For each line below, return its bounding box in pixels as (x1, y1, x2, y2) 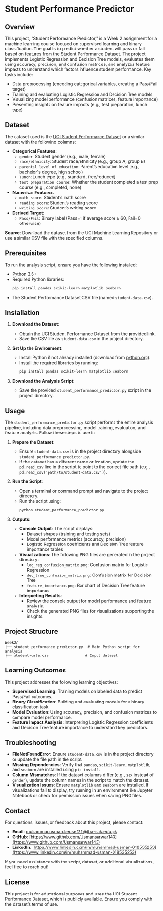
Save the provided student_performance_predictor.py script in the (19, 387, 152, 393)
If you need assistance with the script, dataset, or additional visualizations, (5, 859, 154, 865)
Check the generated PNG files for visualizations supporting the (26, 608, 154, 614)
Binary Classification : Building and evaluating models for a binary (12, 699, 145, 704)
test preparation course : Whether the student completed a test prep (19, 179, 158, 185)
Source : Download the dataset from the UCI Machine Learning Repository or (5, 229, 158, 236)
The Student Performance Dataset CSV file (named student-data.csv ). (12, 294, 153, 300)
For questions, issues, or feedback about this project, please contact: (5, 819, 144, 825)
